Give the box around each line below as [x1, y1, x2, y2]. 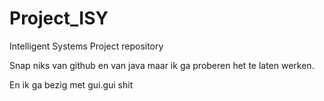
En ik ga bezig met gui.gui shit [9, 78, 134, 91]
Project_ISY [9, 7, 109, 30]
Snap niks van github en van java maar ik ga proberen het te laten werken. [9, 59, 315, 71]
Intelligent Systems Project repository [9, 40, 164, 52]
